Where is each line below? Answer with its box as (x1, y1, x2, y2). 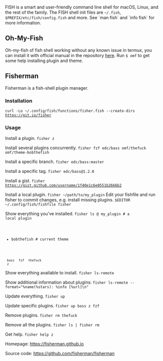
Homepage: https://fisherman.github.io (5, 341, 84, 347)
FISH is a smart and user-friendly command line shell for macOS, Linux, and (5, 4, 159, 10)
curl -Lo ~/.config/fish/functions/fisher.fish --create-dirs (5, 108, 135, 113)
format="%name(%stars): (5, 285, 54, 290)
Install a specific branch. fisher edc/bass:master (5, 159, 105, 164)
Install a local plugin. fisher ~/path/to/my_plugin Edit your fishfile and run (5, 192, 156, 197)
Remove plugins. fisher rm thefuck (5, 312, 78, 318)
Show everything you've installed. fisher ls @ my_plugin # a (5, 211, 130, 217)
